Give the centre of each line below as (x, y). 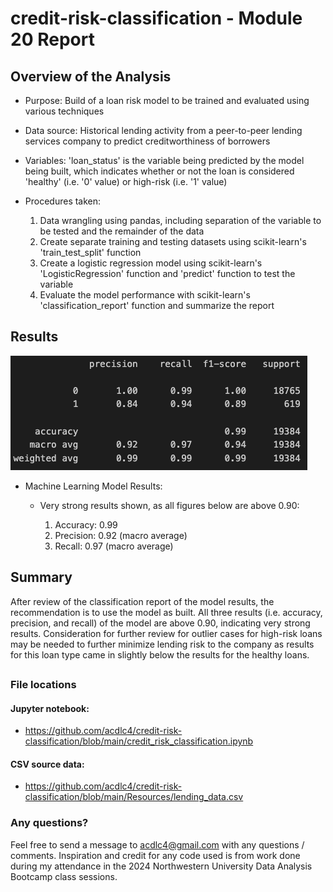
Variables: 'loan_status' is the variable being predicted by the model (164, 160)
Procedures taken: (63, 201)
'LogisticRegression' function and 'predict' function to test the (167, 273)
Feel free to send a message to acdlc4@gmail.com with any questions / (157, 844)
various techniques (64, 111)
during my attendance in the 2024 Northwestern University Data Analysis (161, 866)
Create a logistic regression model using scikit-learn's (151, 263)
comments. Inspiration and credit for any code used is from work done (155, 855)
